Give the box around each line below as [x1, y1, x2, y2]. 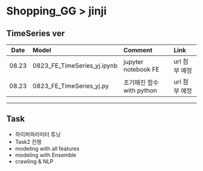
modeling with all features [14, 145, 80, 152]
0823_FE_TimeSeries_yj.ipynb [32, 61, 118, 70]
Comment [123, 46, 153, 54]
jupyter [123, 58, 144, 66]
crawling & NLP [14, 158, 54, 165]
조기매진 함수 [123, 78, 159, 87]
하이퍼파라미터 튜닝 [14, 131, 61, 138]
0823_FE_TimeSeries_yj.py [32, 82, 109, 90]
